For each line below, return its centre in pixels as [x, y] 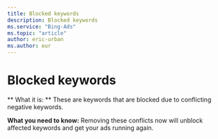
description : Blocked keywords [53, 20]
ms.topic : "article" [37, 33]
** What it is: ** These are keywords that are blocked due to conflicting [109, 99]
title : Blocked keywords [43, 14]
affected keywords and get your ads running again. [80, 128]
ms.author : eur [29, 46]
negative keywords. [36, 107]
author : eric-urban [36, 40]
